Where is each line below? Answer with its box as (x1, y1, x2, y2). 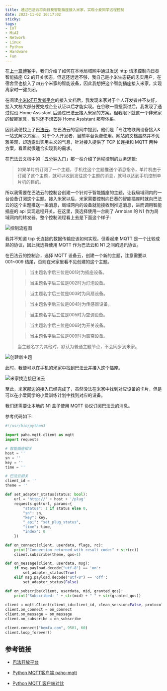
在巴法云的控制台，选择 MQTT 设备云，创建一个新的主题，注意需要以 (5, 252, 147, 258)
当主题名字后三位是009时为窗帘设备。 (29, 333, 108, 339)
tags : (5, 21, 16, 26)
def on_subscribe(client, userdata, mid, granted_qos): (5, 588, 123, 594)
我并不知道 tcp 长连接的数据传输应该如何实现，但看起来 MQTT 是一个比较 (5, 235, 156, 242)
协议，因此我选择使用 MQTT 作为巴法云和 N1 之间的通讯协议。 (13, 242, 141, 248)
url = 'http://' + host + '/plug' (14, 496, 85, 501)
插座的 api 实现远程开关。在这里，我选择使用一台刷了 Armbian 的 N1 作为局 (5, 208, 159, 215)
